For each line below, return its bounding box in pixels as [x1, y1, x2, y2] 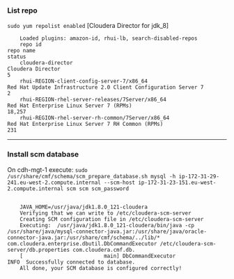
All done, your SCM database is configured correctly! [19, 264, 182, 271]
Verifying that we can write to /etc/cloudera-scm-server [19, 209, 192, 217]
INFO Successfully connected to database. [7, 258, 136, 266]
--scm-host [103, 179, 136, 186]
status [7, 53, 26, 61]
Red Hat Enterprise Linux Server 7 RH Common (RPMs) [7, 121, 164, 128]
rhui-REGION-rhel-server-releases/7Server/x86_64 [19, 96, 167, 103]
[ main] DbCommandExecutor [19, 252, 176, 259]
